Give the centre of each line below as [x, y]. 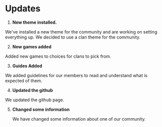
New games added [32, 46]
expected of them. [24, 81]
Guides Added [27, 66]
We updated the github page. [35, 100]
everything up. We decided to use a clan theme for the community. [73, 37]
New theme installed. [34, 22]
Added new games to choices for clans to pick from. [58, 56]
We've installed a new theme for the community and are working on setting [81, 32]
